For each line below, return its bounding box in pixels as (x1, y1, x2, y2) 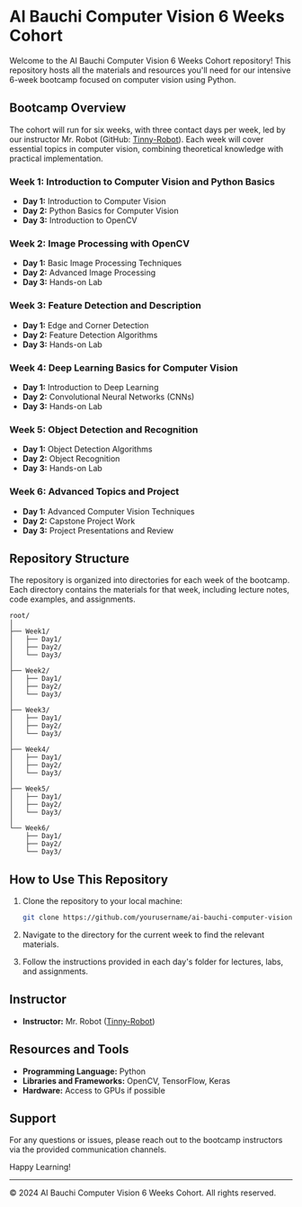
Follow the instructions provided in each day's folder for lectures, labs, (22, 956, 284, 968)
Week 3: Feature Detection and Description (9, 300, 202, 312)
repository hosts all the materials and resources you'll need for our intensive (9, 65, 291, 76)
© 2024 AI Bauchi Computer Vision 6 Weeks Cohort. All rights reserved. (9, 1187, 277, 1198)
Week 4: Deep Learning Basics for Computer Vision (9, 362, 238, 374)
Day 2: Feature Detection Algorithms (22, 329, 158, 340)
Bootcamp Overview (9, 101, 127, 116)
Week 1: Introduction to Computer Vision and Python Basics (9, 175, 276, 188)
